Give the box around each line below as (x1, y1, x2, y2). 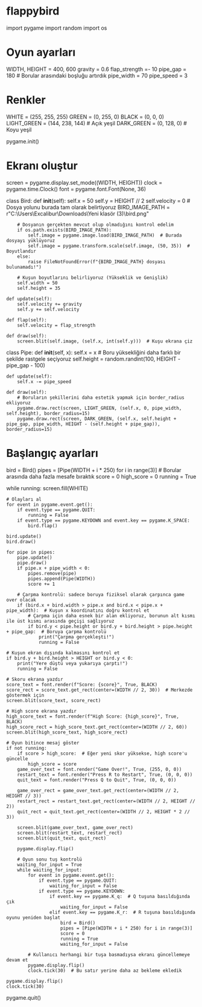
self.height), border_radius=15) (6, 410, 90, 416)
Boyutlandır (6, 248, 36, 254)
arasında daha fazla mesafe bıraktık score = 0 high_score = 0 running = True (6, 473, 197, 480)
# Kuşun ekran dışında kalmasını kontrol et (6, 649, 120, 656)
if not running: (6, 745, 47, 751)
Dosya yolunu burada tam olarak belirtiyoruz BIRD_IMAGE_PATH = (6, 203, 170, 211)
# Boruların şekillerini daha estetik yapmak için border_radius (17, 395, 185, 401)
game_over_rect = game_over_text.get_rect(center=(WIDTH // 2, (17, 787, 180, 793)
